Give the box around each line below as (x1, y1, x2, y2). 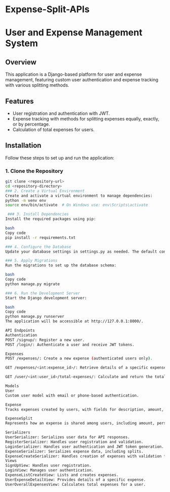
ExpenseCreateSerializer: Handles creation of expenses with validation (5, 453, 162, 458)
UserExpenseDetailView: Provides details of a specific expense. (5, 477, 146, 482)
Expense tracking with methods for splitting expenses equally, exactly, (12, 116, 159, 121)
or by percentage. (12, 121, 50, 127)
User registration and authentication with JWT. (12, 110, 110, 116)
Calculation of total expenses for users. (12, 127, 95, 133)
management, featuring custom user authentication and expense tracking (5, 77, 158, 83)
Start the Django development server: (5, 295, 87, 300)
